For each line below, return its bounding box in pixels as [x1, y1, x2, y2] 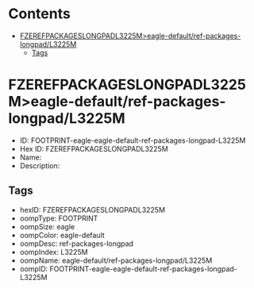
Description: [19, 160, 60, 171]
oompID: [19, 263, 48, 274]
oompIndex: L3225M [19, 247, 89, 256]
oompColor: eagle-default [19, 230, 105, 240]
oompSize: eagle [19, 221, 75, 231]
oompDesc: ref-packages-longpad [19, 239, 133, 248]
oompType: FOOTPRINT [19, 213, 98, 223]
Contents [8, 5, 71, 23]
